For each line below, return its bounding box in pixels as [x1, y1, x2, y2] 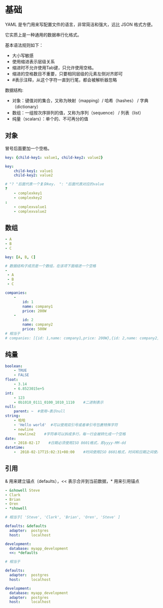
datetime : [5, 445, 25, 450]
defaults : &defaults [5, 524, 47, 529]
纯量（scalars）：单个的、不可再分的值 [12, 115, 89, 122]
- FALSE [14, 373, 29, 378]
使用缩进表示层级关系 [12, 58, 55, 64]
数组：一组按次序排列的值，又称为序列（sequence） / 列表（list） [12, 110, 144, 115]
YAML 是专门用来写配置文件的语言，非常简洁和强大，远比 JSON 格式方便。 [5, 21, 155, 27]
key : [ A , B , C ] [5, 254, 36, 260]
